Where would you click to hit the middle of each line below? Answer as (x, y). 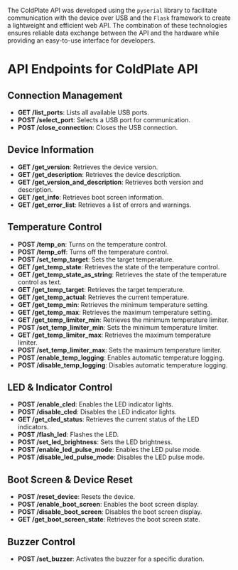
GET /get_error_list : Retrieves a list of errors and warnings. (104, 205)
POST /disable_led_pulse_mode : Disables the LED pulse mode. (111, 457)
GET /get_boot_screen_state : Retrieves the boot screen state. (109, 520)
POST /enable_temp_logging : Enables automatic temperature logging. (121, 357)
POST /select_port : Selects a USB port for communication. (104, 120)
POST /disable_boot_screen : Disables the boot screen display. (110, 512)
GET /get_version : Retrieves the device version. (88, 167)
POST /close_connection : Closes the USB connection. (98, 128)
